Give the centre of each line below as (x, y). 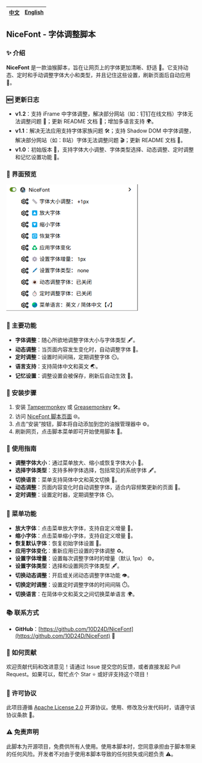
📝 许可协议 (22, 693)
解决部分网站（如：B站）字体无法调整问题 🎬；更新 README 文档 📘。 (100, 140)
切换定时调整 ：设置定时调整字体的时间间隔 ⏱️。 (74, 584)
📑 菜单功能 (22, 514)
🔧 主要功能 (22, 326)
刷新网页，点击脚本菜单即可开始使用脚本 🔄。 (70, 431)
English (34, 12)
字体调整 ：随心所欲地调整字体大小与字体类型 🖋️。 (77, 340)
